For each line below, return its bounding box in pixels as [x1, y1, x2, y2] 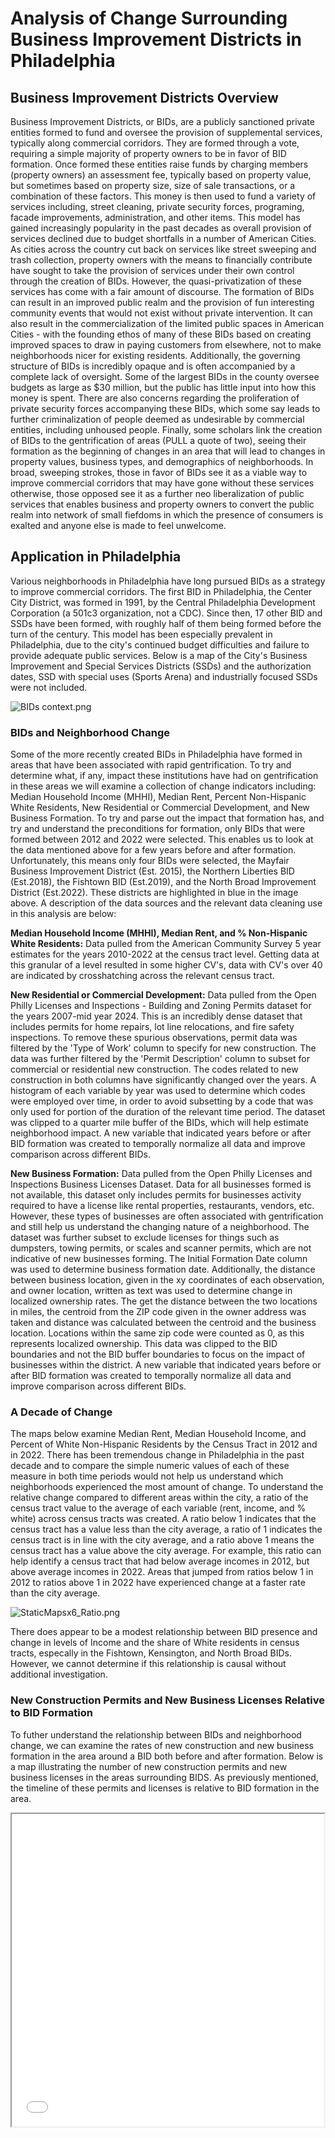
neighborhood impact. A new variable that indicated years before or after [10, 1127, 312, 1139]
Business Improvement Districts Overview [10, 89, 279, 106]
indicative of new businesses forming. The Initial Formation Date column [10, 1253, 308, 1265]
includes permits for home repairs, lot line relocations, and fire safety [10, 1021, 295, 1033]
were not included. [10, 681, 88, 693]
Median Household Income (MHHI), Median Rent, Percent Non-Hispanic [10, 791, 307, 803]
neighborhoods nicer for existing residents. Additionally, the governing [10, 350, 301, 361]
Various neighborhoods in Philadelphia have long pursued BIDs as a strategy [10, 575, 326, 587]
